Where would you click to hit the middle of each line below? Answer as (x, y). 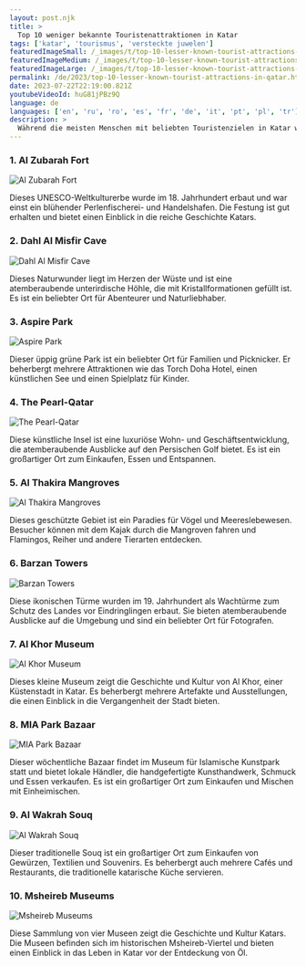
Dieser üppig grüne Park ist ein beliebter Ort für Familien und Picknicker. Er (150, 359)
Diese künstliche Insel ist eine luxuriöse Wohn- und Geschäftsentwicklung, (149, 440)
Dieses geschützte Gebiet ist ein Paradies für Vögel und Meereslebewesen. (151, 520)
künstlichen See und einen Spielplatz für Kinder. (99, 378)
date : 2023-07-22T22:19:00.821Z (71, 86)
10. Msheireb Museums (62, 896)
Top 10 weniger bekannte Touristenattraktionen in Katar (128, 35)
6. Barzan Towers (49, 563)
